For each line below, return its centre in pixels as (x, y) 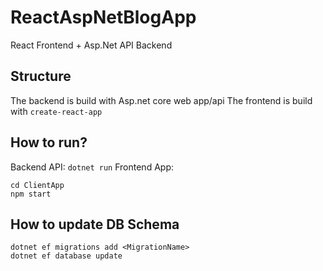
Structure (41, 76)
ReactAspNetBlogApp (103, 17)
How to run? (49, 142)
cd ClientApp (37, 185)
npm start (31, 194)
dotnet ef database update (66, 256)
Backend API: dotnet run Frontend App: (92, 167)
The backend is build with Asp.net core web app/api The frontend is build (161, 100)
